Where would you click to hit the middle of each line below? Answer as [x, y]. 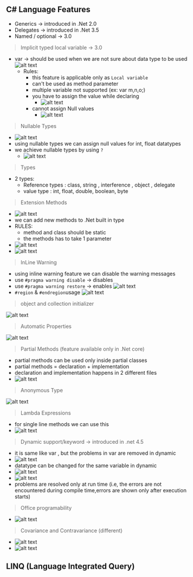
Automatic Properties [46, 326]
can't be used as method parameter [75, 84]
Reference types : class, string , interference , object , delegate [99, 185]
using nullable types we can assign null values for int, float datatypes [98, 143]
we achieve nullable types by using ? [59, 150]
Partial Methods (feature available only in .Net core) [82, 349]
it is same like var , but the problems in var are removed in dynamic [95, 453]
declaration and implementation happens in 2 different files [85, 372]
